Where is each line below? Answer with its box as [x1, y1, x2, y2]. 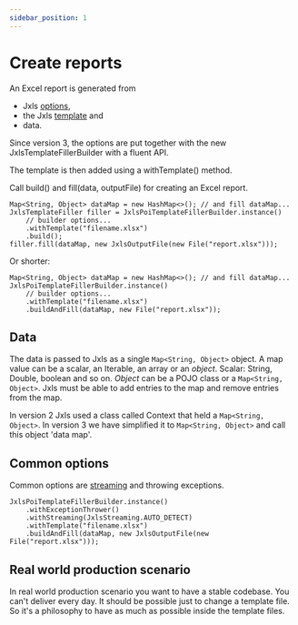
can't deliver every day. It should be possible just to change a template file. [9, 596, 291, 606]
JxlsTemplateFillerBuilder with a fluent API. [9, 146, 170, 157]
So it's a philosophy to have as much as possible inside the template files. [9, 606, 285, 616]
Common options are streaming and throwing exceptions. [9, 479, 224, 491]
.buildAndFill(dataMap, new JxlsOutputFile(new [25, 529, 209, 539]
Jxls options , [22, 100, 71, 111]
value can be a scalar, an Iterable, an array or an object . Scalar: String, [9, 363, 273, 374]
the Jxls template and [22, 110, 104, 121]
